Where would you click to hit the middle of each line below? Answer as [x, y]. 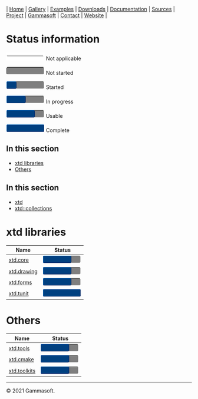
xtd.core [19, 260]
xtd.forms [20, 282]
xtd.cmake [21, 360]
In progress [60, 101]
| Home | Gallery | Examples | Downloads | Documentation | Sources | [90, 9]
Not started [60, 72]
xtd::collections [33, 208]
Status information [53, 39]
